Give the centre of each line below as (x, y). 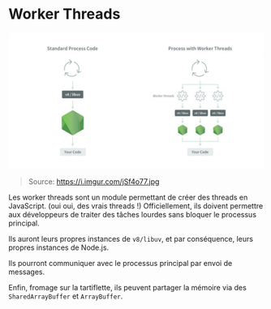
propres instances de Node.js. (59, 247)
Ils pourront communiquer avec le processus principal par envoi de (120, 263)
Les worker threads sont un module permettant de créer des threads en (128, 197)
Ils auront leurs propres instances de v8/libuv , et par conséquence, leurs (131, 238)
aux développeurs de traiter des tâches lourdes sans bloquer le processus (133, 214)
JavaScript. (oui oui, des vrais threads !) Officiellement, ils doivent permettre (136, 206)
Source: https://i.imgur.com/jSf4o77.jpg (94, 181)
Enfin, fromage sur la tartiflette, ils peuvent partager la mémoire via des (128, 287)
